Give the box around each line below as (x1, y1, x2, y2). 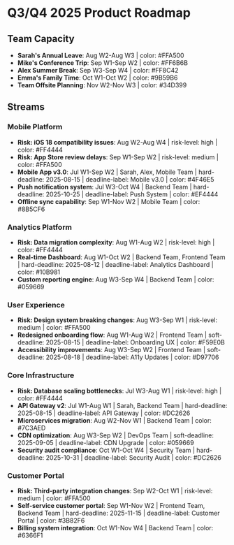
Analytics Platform (7, 222, 72, 232)
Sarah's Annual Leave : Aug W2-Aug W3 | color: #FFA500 (17, 51, 184, 59)
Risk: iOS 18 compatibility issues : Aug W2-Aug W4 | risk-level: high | (17, 138, 218, 146)
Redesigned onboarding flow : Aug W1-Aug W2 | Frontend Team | (17, 330, 207, 340)
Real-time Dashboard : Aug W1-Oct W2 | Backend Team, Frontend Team (17, 253, 226, 261)
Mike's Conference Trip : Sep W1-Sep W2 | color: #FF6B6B (17, 59, 189, 67)
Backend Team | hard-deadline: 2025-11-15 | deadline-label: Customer (17, 509, 220, 517)
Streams (7, 101, 45, 113)
